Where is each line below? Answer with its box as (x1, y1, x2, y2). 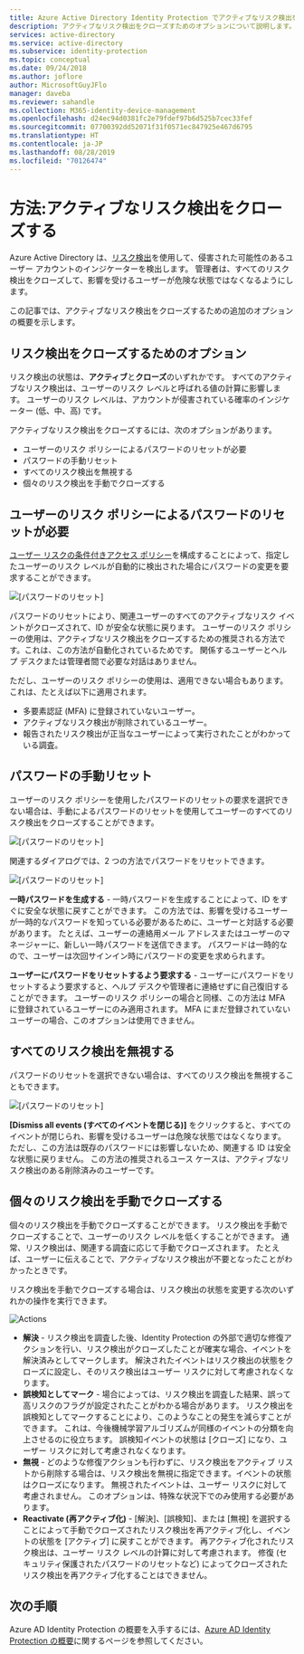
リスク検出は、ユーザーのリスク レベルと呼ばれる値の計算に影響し (24, 383, 273, 394)
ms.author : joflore (9, 72, 83, 81)
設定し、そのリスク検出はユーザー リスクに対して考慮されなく (53, 1365, 287, 1376)
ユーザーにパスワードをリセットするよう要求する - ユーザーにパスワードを (9, 969, 287, 980)
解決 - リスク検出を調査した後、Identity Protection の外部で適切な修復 (22, 1332, 285, 1343)
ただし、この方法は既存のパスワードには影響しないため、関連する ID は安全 (9, 1142, 291, 1153)
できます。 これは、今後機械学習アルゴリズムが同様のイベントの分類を (22, 1422, 286, 1433)
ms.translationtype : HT (9, 131, 100, 140)
